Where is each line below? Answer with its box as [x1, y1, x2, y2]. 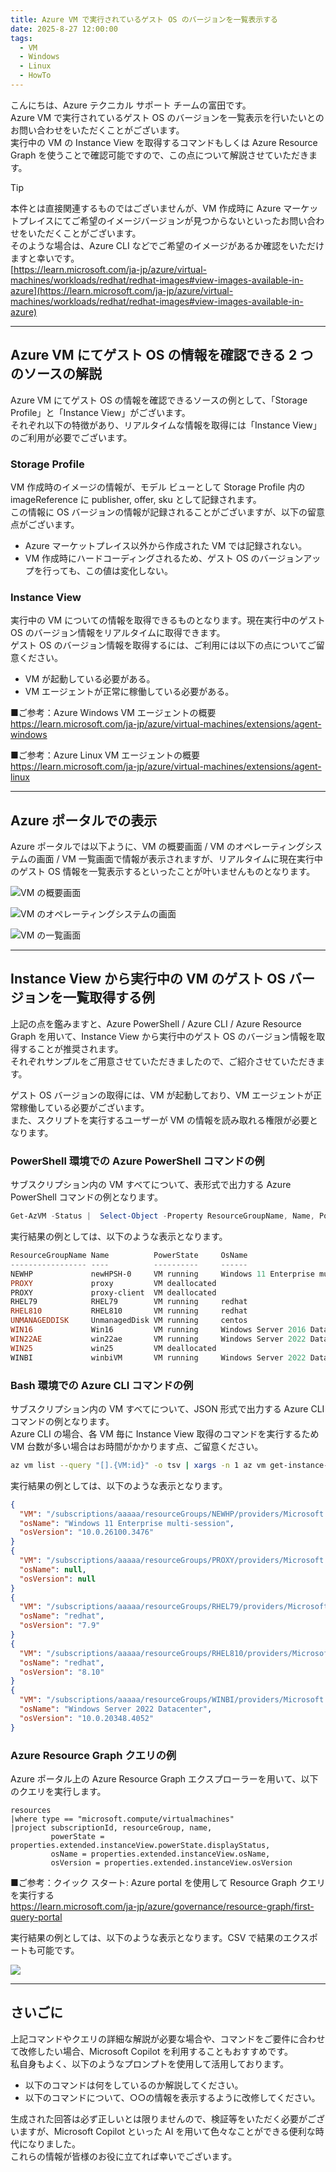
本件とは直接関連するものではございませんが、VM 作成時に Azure [10, 202, 282, 214]
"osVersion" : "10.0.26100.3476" [19, 1527, 155, 1538]
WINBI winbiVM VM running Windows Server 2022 [10, 1352, 307, 1363]
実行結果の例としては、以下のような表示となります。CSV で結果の [10, 1931, 284, 1943]
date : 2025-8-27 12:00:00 [10, 24, 118, 34]
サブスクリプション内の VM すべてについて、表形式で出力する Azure [10, 1179, 292, 1191]
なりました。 [27, 2137, 81, 2150]
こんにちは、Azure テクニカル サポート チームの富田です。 [10, 99, 252, 111]
